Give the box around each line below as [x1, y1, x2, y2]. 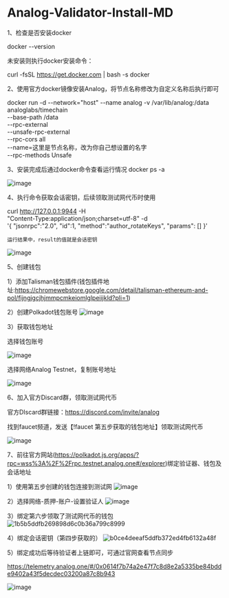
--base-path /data [7, 112, 58, 121]
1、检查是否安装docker [7, 28, 72, 37]
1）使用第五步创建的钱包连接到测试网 [7, 482, 112, 490]
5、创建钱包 [7, 262, 41, 270]
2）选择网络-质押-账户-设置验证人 [7, 497, 104, 505]
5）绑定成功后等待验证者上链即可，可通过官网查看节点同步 [7, 548, 174, 557]
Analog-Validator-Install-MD [7, 5, 174, 21]
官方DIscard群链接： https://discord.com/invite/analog [7, 408, 160, 416]
